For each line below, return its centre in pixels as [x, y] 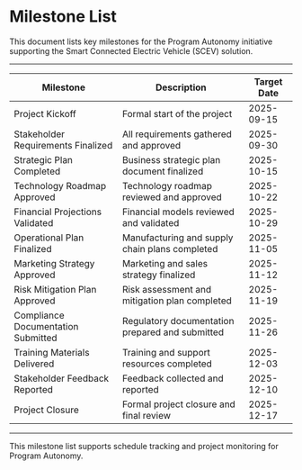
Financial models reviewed [178, 212]
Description [181, 87]
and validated [151, 222]
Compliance [39, 315]
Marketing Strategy [54, 263]
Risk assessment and [167, 289]
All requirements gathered [177, 134]
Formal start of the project [177, 113]
